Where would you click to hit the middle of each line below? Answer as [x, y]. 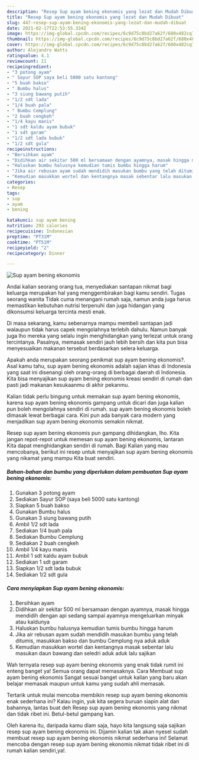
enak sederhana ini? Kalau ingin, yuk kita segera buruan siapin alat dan [93, 701]
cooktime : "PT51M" [29, 242]
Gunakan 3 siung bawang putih [53, 518]
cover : [15, 45]
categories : [21, 182]
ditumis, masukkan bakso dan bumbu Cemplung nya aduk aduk [92, 641]
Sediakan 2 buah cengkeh [47, 543]
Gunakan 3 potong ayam [45, 493]
